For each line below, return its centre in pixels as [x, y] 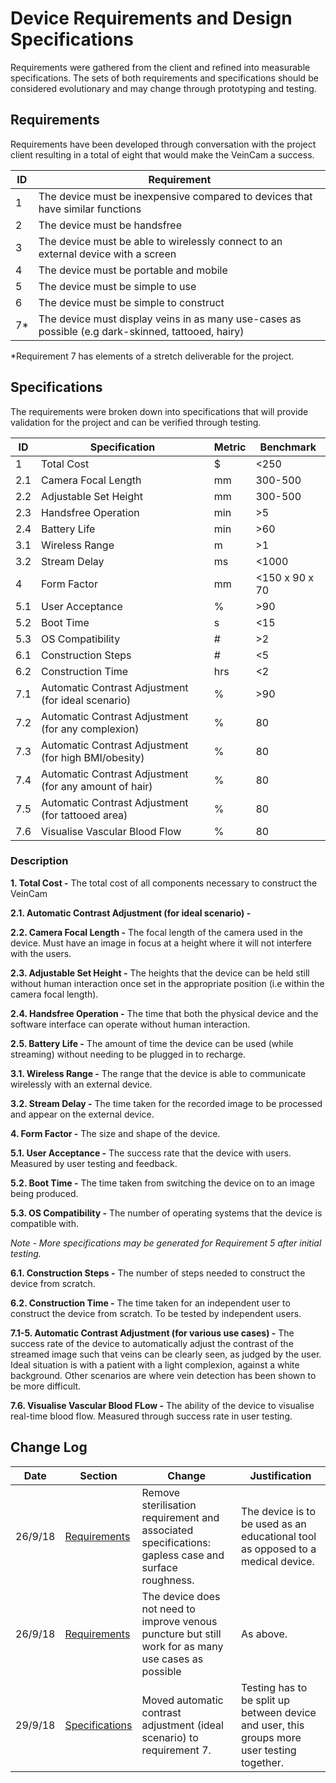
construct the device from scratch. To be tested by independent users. [156, 1313]
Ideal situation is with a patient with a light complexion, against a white [155, 1364]
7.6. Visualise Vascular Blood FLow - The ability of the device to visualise [162, 1405]
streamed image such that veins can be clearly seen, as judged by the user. [166, 1354]
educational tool [278, 1536]
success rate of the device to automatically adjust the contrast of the [152, 1343]
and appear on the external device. [82, 1114]
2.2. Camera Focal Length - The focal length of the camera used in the [156, 932]
